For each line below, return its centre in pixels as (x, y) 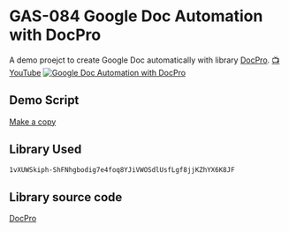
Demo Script (44, 100)
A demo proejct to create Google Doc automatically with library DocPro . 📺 (144, 60)
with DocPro (55, 35)
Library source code (66, 197)
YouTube (25, 72)
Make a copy (33, 122)
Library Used (46, 150)
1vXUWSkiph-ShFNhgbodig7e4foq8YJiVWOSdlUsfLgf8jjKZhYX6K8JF (122, 169)
